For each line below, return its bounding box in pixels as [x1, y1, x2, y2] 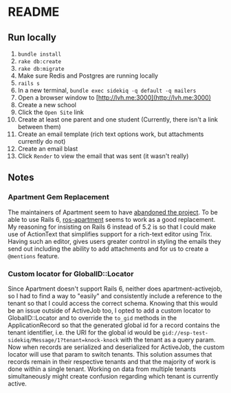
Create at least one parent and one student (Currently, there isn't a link [17, 115, 219, 124]
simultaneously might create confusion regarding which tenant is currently [8, 372, 219, 380]
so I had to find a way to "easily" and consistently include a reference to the [8, 291, 223, 300]
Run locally [8, 32, 57, 43]
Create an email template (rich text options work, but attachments [17, 130, 204, 138]
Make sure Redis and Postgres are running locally [17, 71, 159, 80]
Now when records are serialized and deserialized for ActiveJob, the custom [8, 343, 225, 351]
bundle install [17, 51, 62, 58]
